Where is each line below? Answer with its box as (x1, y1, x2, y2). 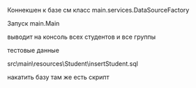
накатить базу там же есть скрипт (7, 73, 110, 81)
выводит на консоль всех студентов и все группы (7, 33, 156, 41)
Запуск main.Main (7, 19, 60, 27)
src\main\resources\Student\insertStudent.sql (7, 60, 138, 68)
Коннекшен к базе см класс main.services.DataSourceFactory (7, 6, 190, 14)
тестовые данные (7, 46, 59, 54)
